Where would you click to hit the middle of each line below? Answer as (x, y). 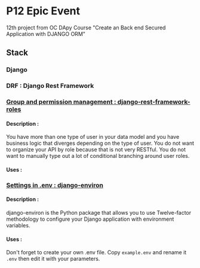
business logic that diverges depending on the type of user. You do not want (100, 143)
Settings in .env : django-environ (55, 185)
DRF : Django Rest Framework (50, 86)
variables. (18, 226)
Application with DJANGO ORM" (46, 33)
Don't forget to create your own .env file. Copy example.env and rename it (96, 252)
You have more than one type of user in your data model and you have (93, 137)
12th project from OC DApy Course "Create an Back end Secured (86, 28)
